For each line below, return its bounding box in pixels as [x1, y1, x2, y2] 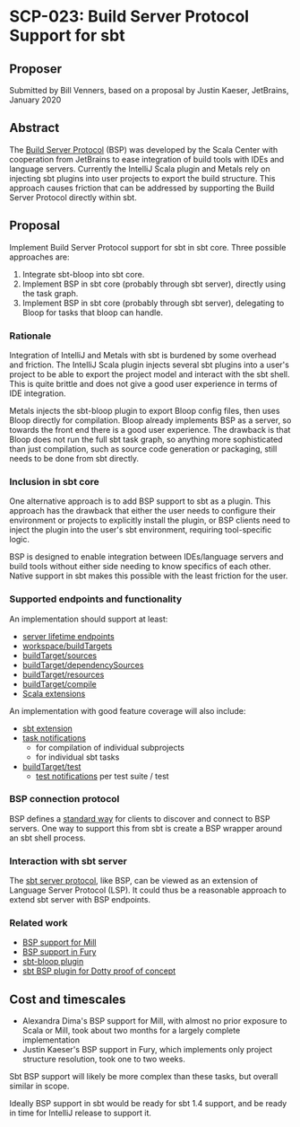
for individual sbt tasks [35, 752, 120, 762]
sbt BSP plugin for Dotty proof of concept [21, 965, 176, 976]
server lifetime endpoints [21, 630, 115, 641]
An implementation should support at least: [9, 613, 168, 624]
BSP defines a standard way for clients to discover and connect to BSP [9, 813, 270, 823]
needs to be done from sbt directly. [9, 453, 140, 463]
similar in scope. [9, 1080, 70, 1092]
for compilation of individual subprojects [35, 742, 185, 753]
